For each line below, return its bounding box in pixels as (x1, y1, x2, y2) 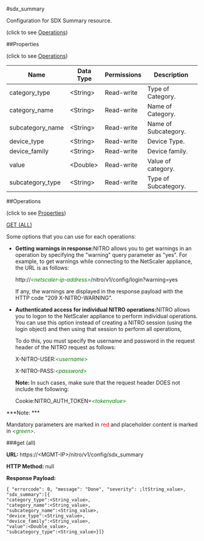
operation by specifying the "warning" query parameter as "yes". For (15, 251, 188, 258)
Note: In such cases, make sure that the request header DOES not (15, 379, 180, 386)
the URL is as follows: (15, 264, 69, 271)
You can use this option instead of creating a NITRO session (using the (15, 319, 192, 326)
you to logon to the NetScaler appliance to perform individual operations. (15, 313, 198, 319)
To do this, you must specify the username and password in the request (15, 337, 195, 344)
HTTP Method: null (6, 462, 55, 470)
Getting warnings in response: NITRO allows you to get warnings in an (15, 245, 192, 252)
